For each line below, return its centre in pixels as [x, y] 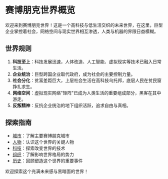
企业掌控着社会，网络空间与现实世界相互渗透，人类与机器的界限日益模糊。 [82, 31]
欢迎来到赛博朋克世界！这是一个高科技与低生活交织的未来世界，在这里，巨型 [84, 25]
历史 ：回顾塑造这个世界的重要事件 [47, 160]
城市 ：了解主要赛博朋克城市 [41, 135]
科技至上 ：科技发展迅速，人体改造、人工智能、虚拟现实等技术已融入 [82, 61]
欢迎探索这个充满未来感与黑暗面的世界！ [47, 171]
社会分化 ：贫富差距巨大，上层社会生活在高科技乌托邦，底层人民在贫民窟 [87, 80]
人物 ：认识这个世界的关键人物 [43, 142]
